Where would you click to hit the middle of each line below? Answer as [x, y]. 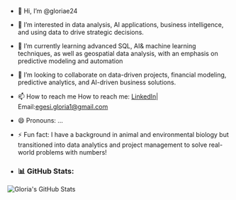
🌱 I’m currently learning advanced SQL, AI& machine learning [107, 46]
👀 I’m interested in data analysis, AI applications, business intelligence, [120, 24]
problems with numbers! [72, 152]
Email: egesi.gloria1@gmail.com [63, 107]
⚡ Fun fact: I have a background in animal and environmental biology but [123, 134]
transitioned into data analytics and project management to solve [112, 145]
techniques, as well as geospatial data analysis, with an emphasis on [118, 54]
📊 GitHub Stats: [46, 171]
